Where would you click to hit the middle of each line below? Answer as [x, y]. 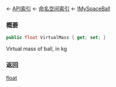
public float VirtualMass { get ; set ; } [56, 38]
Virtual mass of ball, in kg [37, 49]
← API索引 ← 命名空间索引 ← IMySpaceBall [58, 8]
